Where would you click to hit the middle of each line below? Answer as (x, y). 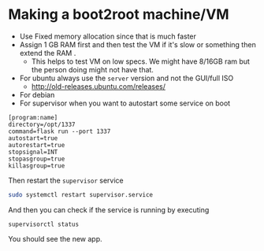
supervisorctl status (44, 224)
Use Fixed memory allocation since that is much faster (108, 36)
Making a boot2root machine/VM (119, 15)
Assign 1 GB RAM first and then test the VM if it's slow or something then (138, 44)
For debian (37, 94)
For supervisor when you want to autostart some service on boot (125, 103)
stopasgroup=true (37, 159)
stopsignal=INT (33, 152)
